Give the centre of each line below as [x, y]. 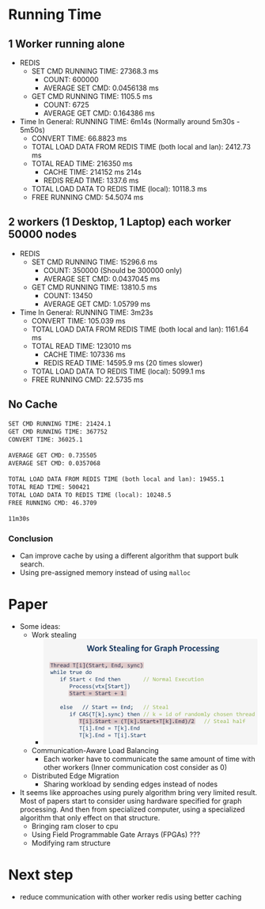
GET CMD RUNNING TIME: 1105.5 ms [92, 96]
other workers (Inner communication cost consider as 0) [135, 767]
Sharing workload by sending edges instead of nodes [131, 784]
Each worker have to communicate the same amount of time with [149, 759]
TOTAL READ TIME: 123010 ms [81, 346]
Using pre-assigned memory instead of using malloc [105, 572]
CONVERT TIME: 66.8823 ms [79, 138]
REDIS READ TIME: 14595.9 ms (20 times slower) [123, 362]
